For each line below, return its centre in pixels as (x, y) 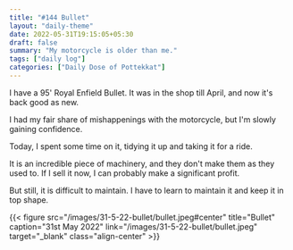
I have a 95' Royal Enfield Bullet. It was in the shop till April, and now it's (141, 92)
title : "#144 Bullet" (50, 17)
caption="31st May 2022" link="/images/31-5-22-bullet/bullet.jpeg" (134, 226)
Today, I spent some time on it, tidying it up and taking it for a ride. (131, 146)
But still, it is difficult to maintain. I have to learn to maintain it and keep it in (146, 190)
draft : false (33, 42)
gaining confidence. (46, 129)
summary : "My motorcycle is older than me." (93, 51)
